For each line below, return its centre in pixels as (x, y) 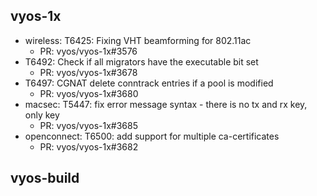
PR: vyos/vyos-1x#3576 (88, 51)
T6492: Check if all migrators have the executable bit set (141, 61)
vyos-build (45, 178)
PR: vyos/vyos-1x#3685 (88, 125)
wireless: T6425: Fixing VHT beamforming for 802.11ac (138, 40)
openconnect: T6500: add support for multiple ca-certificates (152, 136)
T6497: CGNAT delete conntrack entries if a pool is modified (149, 83)
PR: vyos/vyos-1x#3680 (89, 93)
